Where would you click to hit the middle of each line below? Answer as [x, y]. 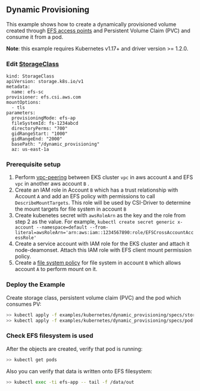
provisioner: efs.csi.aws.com [44, 97]
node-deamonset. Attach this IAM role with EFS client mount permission [103, 250]
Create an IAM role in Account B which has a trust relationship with [96, 190]
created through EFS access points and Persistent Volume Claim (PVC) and [98, 30]
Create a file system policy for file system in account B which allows [98, 263]
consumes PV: [24, 304]
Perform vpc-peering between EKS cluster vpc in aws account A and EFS [104, 177]
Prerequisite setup [33, 165]
